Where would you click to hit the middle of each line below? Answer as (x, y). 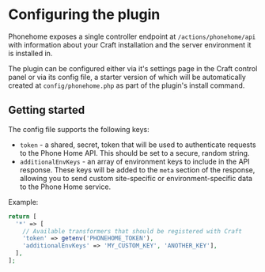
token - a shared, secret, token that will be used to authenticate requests (138, 145)
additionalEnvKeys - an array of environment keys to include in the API (135, 161)
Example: (23, 202)
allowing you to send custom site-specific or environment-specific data (136, 178)
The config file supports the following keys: (79, 129)
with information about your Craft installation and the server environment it (130, 44)
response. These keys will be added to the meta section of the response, (137, 170)
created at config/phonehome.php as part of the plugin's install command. (127, 85)
